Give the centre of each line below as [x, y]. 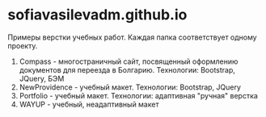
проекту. [23, 45]
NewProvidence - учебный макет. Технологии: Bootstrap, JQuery [130, 87]
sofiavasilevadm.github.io [97, 15]
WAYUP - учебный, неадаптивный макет [89, 104]
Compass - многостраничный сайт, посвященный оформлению [129, 61]
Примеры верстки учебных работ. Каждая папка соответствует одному [132, 37]
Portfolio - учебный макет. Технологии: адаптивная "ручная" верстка [138, 95]
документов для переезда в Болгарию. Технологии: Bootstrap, [127, 69]
